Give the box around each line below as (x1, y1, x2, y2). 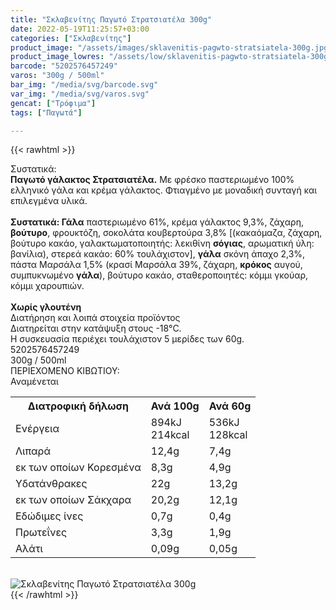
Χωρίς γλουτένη (10, 301, 82, 313)
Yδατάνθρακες (15, 477, 88, 491)
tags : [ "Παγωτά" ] (10, 107, 83, 118)
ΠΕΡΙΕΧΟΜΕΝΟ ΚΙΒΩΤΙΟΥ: (10, 365, 120, 377)
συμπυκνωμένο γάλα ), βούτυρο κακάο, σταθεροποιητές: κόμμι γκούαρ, (10, 269, 309, 281)
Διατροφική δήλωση (27, 399, 129, 413)
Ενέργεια (15, 422, 60, 436)
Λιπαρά (15, 444, 52, 458)
